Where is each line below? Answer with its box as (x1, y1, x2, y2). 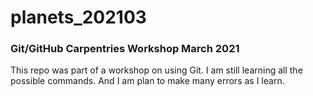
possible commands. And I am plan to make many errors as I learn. (10, 75, 285, 87)
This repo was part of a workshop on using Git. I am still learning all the (10, 64, 303, 76)
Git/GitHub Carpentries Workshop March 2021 (10, 42, 240, 56)
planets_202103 (10, 6, 147, 29)
